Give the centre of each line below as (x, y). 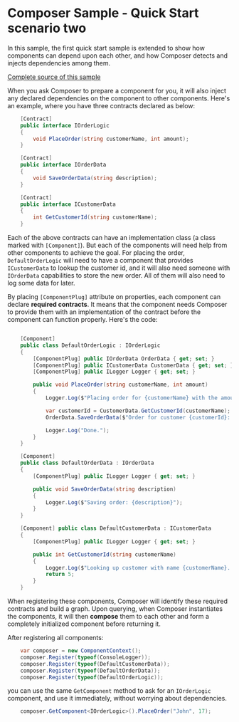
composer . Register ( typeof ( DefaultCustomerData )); (95, 664)
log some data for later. (41, 283)
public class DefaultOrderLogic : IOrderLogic (90, 345)
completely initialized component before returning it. (84, 624)
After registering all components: (55, 638)
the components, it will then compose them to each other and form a (108, 617)
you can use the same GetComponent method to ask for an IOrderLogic (109, 691)
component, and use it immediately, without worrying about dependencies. (117, 699)
